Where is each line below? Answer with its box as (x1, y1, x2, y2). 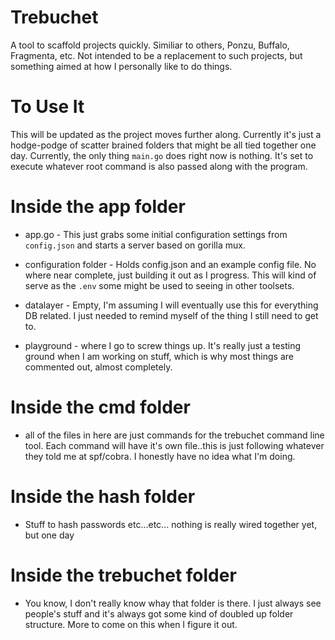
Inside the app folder (10, 196, 186, 218)
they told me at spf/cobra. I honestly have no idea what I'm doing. (24, 450, 296, 462)
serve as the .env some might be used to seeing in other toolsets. (24, 279, 295, 291)
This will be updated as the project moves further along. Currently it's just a (10, 128, 322, 140)
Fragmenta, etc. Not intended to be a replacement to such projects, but (10, 49, 303, 61)
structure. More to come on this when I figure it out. (24, 618, 238, 630)
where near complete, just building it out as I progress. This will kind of (24, 269, 317, 281)
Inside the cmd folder (10, 396, 191, 418)
